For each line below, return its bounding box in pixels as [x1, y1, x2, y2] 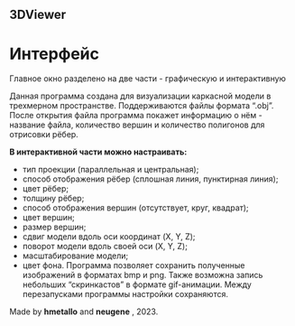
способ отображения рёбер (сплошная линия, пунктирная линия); [22, 173, 279, 184]
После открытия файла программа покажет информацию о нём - [9, 110, 263, 121]
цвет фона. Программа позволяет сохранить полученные [22, 260, 245, 271]
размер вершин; [22, 221, 87, 233]
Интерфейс [9, 43, 100, 64]
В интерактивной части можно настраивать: [9, 146, 188, 157]
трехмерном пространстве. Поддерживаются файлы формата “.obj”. [9, 100, 274, 111]
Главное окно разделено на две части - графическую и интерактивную [9, 73, 287, 84]
